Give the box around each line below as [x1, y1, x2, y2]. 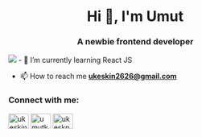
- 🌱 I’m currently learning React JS [18, 56, 133, 65]
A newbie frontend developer [76, 36, 194, 48]
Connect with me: [8, 94, 80, 106]
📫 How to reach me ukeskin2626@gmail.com [19, 72, 177, 81]
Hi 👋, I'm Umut [87, 7, 183, 26]
